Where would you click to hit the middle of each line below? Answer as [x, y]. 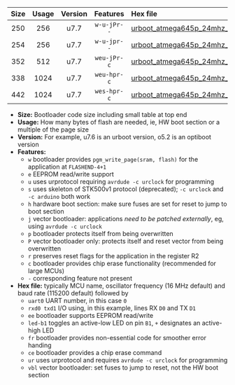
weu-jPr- [109, 58]
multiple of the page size [53, 129]
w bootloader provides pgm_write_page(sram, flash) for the [113, 159]
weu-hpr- [109, 75]
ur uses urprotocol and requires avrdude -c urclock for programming [128, 360]
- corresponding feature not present [80, 278]
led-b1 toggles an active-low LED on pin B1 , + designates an [114, 323]
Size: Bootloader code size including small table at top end [102, 114]
